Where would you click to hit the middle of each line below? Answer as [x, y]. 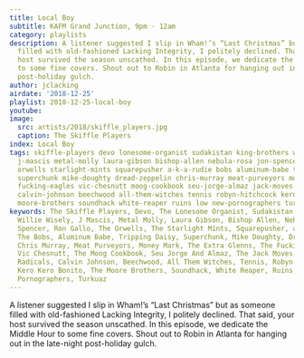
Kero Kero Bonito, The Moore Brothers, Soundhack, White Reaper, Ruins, [157, 271]
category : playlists [48, 34]
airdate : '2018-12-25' [52, 93]
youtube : [26, 111]
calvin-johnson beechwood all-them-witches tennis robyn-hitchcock [147, 195]
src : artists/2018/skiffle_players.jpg [93, 128]
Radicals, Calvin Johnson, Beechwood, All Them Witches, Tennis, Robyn [156, 262]
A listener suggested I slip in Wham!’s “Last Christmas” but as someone [142, 305]
